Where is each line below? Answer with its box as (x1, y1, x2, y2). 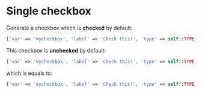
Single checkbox (6, 4, 91, 18)
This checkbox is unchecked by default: (6, 46, 106, 54)
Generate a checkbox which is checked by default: (6, 24, 133, 31)
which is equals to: (6, 69, 53, 77)
